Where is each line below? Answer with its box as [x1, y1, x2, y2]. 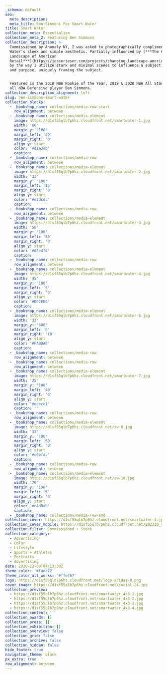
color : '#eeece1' [14, 401, 50, 406]
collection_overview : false [5, 629, 64, 634]
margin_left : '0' [14, 327, 50, 332]
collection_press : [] [5, 620, 50, 625]
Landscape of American [9, 53, 57, 59]
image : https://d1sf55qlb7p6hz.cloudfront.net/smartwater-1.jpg [14, 118, 150, 123]
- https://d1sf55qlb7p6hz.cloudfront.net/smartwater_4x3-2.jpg [9, 596, 143, 602]
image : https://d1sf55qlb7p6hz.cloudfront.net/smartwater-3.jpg [14, 220, 150, 225]
